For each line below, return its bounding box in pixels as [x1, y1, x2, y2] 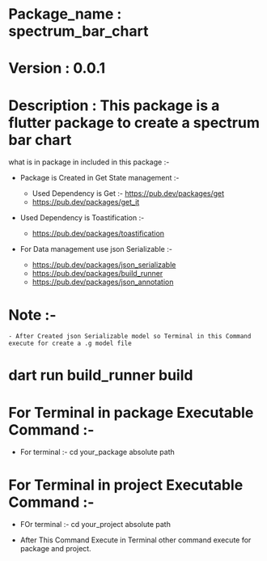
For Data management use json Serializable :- [19, 244, 172, 254]
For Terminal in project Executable [8, 475, 244, 494]
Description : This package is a [8, 96, 220, 114]
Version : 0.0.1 [8, 59, 106, 78]
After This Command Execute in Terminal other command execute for [19, 535, 252, 545]
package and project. [19, 544, 91, 554]
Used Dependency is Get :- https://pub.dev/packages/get [32, 189, 225, 198]
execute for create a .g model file [8, 339, 132, 348]
